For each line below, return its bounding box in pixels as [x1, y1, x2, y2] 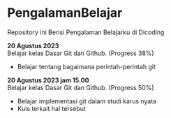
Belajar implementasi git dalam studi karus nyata [17, 96, 157, 105]
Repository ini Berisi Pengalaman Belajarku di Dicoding [7, 28, 165, 36]
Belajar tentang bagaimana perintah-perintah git [17, 62, 156, 71]
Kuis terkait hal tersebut [17, 104, 86, 112]
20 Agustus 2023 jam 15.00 [7, 75, 89, 84]
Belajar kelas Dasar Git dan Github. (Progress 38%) [7, 49, 155, 57]
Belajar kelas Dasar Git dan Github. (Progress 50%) [7, 83, 155, 91]
